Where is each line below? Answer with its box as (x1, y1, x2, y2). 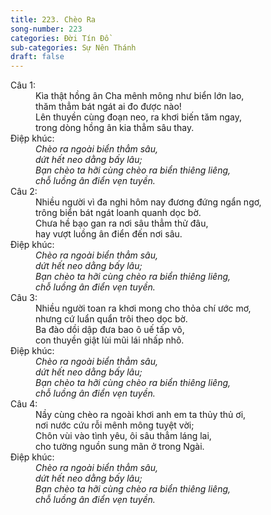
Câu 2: (10, 186, 38, 198)
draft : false (10, 52, 65, 62)
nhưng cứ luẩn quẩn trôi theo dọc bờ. (35, 313, 188, 325)
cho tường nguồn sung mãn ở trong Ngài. (35, 441, 205, 453)
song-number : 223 (10, 24, 83, 34)
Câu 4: (10, 398, 38, 410)
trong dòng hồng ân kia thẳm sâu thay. (35, 122, 195, 134)
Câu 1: (10, 79, 37, 91)
